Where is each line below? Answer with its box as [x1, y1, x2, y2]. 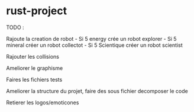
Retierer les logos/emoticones [6, 99, 79, 106]
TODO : [6, 24, 25, 31]
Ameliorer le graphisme [6, 64, 63, 72]
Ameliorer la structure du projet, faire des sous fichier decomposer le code [6, 87, 188, 94]
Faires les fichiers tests [6, 76, 63, 83]
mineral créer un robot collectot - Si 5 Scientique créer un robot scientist [6, 41, 183, 49]
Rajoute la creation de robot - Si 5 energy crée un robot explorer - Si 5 [6, 35, 177, 42]
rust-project [6, 4, 67, 18]
